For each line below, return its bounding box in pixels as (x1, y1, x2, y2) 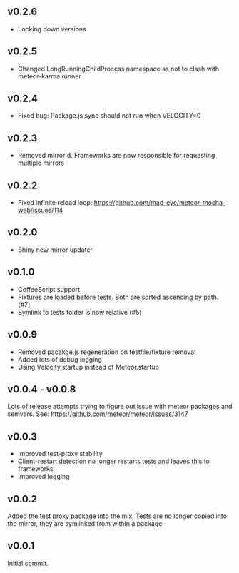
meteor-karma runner (17, 71, 81, 81)
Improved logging (17, 472, 70, 481)
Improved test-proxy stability (17, 450, 103, 458)
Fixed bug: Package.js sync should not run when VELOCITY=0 (17, 111, 201, 120)
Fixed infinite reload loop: (17, 198, 93, 207)
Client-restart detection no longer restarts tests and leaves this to (17, 457, 210, 466)
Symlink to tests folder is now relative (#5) (17, 308, 142, 316)
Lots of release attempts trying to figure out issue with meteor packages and (7, 402, 233, 411)
